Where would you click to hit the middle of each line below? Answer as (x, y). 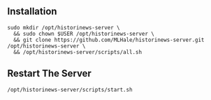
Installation (32, 12)
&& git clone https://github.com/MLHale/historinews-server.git (109, 40)
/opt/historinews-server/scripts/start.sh (70, 90)
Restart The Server (50, 74)
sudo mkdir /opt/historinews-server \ (64, 27)
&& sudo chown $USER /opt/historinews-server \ (84, 34)
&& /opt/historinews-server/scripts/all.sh (78, 52)
